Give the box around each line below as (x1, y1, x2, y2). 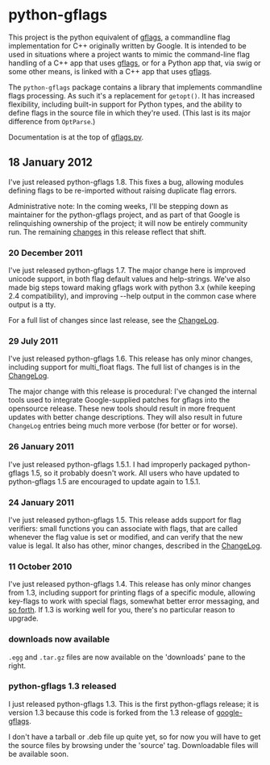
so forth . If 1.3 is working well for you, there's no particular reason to (8, 605, 235, 615)
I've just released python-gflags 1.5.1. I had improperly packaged (8, 459, 223, 469)
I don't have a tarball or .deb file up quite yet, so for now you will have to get (8, 732, 261, 742)
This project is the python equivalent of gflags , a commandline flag (8, 32, 231, 42)
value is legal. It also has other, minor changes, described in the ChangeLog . (8, 541, 263, 550)
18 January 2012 (8, 156, 93, 169)
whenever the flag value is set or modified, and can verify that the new (8, 532, 243, 541)
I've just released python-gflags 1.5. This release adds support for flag (8, 515, 242, 525)
